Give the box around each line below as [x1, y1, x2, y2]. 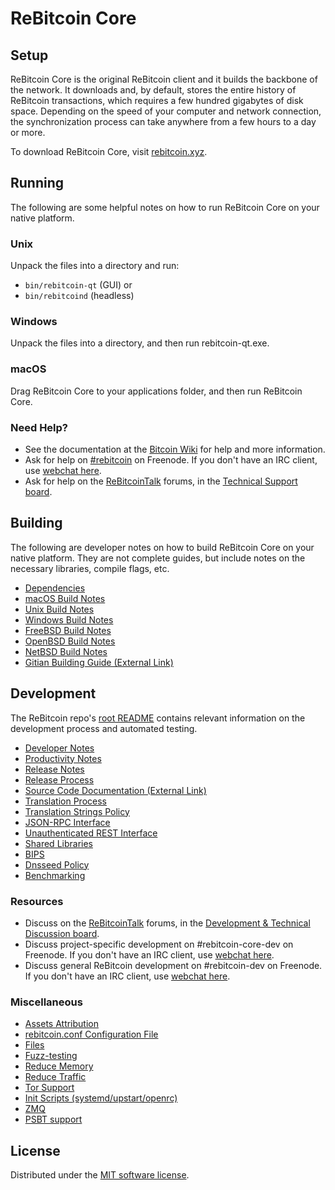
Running [10, 175, 65, 192]
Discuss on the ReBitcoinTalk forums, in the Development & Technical [24, 917, 311, 929]
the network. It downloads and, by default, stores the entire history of [10, 84, 297, 96]
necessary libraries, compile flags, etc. [10, 562, 170, 574]
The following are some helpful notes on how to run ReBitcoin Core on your [10, 201, 320, 213]
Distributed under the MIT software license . [10, 1169, 190, 1181]
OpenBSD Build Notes [24, 635, 116, 647]
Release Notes [24, 763, 85, 775]
